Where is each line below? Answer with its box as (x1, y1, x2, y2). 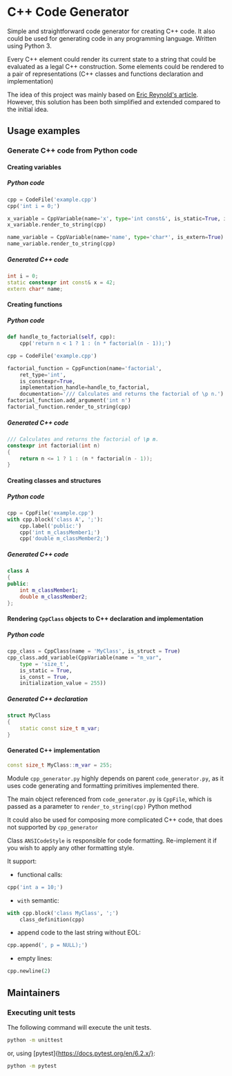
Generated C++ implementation (7, 747, 100, 755)
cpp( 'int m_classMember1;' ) (19, 529, 100, 536)
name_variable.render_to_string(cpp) (7, 240, 116, 247)
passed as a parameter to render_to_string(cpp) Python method (7, 802, 192, 810)
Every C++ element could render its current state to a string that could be (7, 55, 216, 63)
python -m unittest (7, 1037, 64, 1044)
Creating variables (7, 163, 61, 171)
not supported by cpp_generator (7, 823, 99, 831)
